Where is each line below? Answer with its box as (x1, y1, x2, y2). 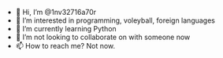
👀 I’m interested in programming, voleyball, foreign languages (15, 16, 215, 25)
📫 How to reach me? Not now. (15, 42, 116, 50)
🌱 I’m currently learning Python (15, 24, 117, 33)
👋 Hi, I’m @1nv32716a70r (15, 8, 97, 16)
